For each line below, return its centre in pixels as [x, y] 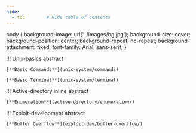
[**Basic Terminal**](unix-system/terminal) [62, 80]
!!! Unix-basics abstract [35, 58]
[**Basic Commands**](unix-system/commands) [62, 69]
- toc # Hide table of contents [61, 17]
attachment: [21, 47]
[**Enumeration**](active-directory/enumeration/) [71, 102]
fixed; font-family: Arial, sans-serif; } [82, 47]
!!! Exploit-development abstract [46, 113]
